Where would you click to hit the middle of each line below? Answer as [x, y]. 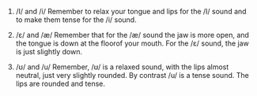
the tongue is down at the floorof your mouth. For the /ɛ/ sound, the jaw [132, 43]
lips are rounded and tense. [60, 83]
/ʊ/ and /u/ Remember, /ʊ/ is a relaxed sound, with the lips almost [122, 67]
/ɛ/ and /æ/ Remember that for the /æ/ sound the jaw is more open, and [132, 35]
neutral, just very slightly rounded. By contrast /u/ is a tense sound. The [132, 75]
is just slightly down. [49, 52]
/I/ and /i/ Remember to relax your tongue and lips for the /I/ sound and [131, 11]
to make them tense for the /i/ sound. [76, 20]
